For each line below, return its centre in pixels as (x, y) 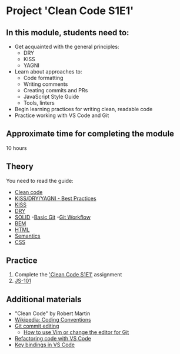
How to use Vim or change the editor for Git (76, 332)
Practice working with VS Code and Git (62, 115)
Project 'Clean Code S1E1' (70, 11)
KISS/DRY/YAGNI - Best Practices (55, 198)
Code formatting (43, 78)
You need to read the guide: (40, 181)
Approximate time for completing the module (90, 134)
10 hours (17, 148)
